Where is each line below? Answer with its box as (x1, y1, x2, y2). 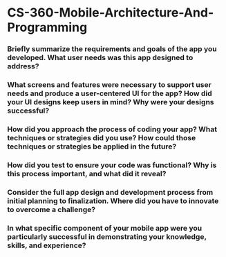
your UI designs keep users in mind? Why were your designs (7, 97, 214, 107)
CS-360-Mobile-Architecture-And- (7, 5, 214, 21)
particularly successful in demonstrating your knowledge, (7, 231, 207, 241)
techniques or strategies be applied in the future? (7, 142, 177, 151)
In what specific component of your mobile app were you (7, 223, 203, 233)
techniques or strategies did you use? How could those (7, 133, 196, 142)
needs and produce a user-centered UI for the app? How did (7, 88, 212, 98)
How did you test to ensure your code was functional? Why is (7, 160, 217, 170)
